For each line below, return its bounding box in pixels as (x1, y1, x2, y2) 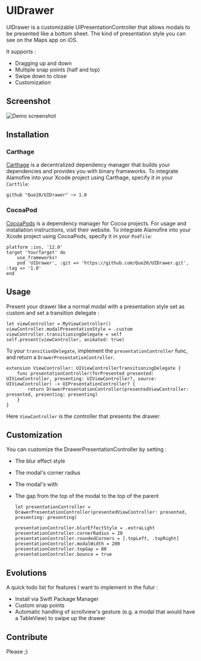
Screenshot (6, 96, 51, 106)
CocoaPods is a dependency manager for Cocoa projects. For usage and (6, 220, 187, 227)
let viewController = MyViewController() (6, 321, 112, 327)
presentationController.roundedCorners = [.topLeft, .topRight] (14, 536, 179, 542)
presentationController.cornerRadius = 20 (14, 530, 123, 536)
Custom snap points (14, 602, 65, 609)
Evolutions (6, 568, 47, 578)
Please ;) (6, 648, 28, 655)
